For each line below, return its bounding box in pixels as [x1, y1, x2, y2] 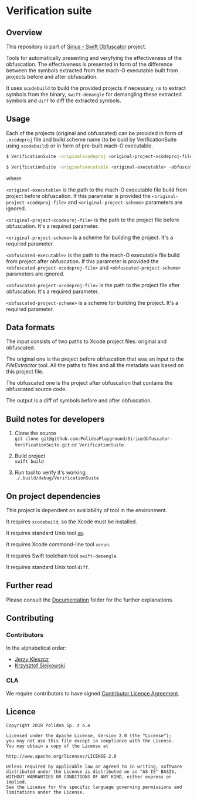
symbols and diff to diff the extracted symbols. [6, 97, 121, 104]
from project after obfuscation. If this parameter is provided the [6, 257, 159, 265]
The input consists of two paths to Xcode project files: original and [6, 338, 167, 345]
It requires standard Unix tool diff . [6, 564, 90, 570]
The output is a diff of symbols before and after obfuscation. [6, 397, 152, 404]
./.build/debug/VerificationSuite [14, 475, 99, 481]
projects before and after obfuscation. [6, 73, 98, 80]
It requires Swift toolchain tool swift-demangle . [6, 552, 118, 559]
